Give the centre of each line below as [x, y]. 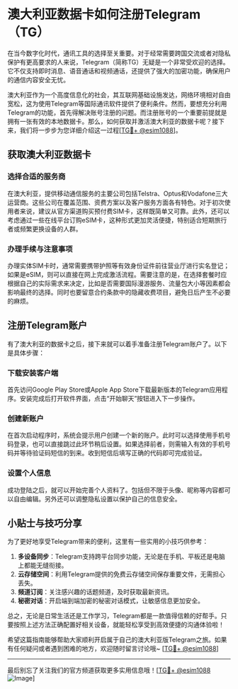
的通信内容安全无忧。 [38, 79]
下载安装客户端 [33, 372]
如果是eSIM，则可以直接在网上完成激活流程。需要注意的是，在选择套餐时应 [117, 274]
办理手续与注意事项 [40, 249]
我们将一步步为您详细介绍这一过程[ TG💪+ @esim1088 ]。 [101, 130]
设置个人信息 [29, 473]
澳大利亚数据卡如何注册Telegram [104, 15]
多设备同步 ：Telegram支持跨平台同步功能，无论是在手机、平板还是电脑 [121, 557]
